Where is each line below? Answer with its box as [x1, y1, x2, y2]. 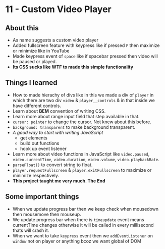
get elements [20, 135, 48, 141]
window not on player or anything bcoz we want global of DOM [12, 238, 141, 244]
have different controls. [12, 103, 62, 109]
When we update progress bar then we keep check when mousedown [12, 206, 159, 212]
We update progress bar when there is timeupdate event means [12, 216, 145, 223]
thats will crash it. [12, 227, 49, 233]
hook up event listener [20, 145, 67, 152]
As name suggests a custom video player [12, 37, 98, 43]
